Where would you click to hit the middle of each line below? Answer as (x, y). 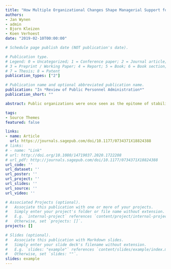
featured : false (22, 122)
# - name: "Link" (24, 150)
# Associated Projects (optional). (43, 202)
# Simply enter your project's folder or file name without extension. (85, 212)
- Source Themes (22, 118)
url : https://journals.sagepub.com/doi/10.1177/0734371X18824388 (81, 141)
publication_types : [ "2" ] (33, 76)
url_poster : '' (21, 174)
